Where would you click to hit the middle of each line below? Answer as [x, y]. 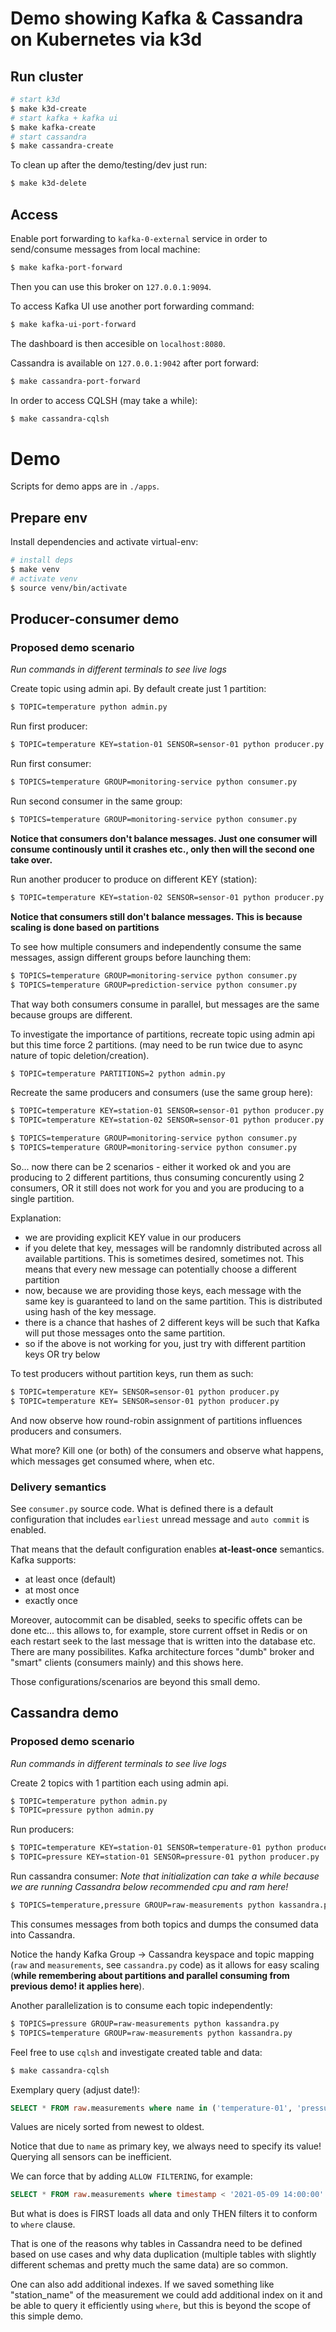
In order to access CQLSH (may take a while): [104, 400]
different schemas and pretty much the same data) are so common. [149, 2265]
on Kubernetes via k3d [106, 39]
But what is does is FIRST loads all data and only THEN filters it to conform [164, 2214]
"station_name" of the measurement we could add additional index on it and [166, 2295]
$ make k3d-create [48, 108]
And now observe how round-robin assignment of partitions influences [156, 1420]
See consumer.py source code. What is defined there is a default [142, 1508]
